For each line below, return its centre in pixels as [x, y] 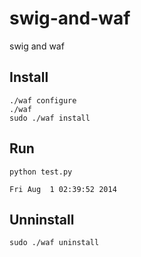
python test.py [41, 172]
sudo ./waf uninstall [54, 243]
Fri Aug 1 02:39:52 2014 [63, 189]
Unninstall [42, 219]
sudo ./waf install [50, 118]
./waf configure [43, 100]
